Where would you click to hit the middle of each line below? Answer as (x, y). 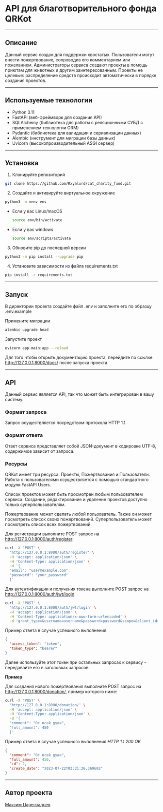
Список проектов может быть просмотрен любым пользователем (74, 494)
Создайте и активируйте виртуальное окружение (63, 193)
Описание (21, 43)
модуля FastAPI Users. (28, 484)
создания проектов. (26, 80)
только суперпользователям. (35, 504)
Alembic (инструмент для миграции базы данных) (64, 138)
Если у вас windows (33, 229)
